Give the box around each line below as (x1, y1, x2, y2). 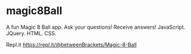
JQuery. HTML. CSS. (6, 29, 57, 36)
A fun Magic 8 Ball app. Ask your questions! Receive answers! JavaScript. (6, 23, 186, 31)
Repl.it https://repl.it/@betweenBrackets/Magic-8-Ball (6, 41, 137, 48)
